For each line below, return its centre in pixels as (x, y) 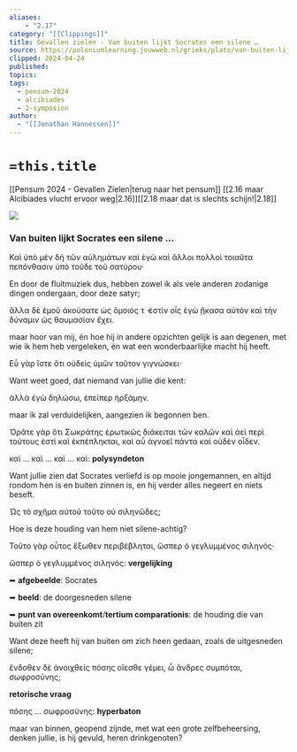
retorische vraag (41, 694)
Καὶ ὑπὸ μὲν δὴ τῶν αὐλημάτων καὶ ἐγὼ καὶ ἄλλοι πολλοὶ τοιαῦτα (131, 257)
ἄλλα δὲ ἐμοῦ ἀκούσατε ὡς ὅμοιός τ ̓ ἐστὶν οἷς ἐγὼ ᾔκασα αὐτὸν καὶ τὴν (143, 311)
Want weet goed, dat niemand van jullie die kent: (98, 380)
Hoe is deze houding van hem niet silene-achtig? (98, 529)
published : (29, 67)
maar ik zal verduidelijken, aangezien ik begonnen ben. (109, 415)
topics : (23, 75)
